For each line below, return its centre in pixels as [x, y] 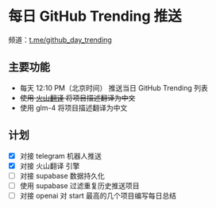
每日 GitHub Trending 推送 [95, 16]
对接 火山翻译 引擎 [50, 166]
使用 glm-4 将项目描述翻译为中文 [73, 107]
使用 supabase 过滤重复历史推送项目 [80, 185]
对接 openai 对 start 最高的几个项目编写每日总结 [98, 195]
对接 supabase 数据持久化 [62, 175]
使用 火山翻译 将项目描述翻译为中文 [77, 98]
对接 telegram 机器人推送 [60, 156]
